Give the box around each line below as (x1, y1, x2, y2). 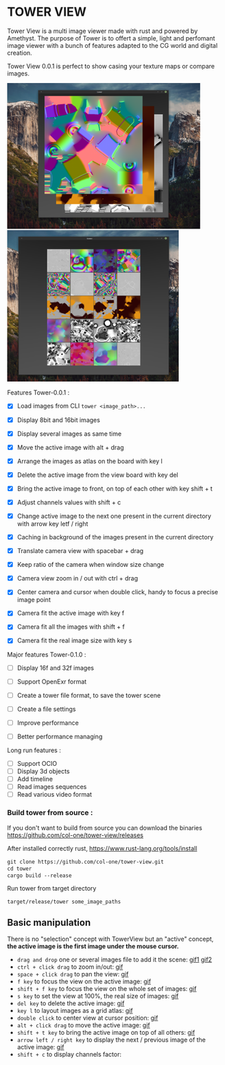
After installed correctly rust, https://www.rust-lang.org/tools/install (7, 844, 198, 852)
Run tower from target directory (7, 884, 97, 892)
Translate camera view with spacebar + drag (16, 547, 144, 555)
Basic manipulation (7, 917, 91, 928)
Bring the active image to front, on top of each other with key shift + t (16, 484, 213, 493)
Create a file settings (16, 705, 76, 713)
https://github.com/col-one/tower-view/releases (7, 831, 144, 839)
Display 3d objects (16, 766, 70, 775)
